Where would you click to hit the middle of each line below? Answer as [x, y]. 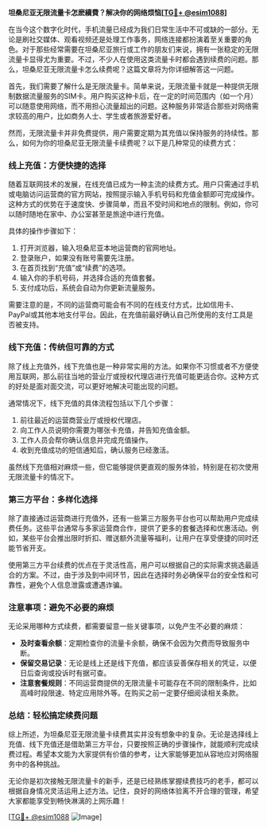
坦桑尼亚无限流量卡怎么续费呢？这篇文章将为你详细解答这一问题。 [130, 69]
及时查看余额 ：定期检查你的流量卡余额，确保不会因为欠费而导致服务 [131, 643]
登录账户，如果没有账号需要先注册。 [79, 258]
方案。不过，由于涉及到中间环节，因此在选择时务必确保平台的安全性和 [137, 575]
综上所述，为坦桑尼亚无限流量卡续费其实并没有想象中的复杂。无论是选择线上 [133, 734]
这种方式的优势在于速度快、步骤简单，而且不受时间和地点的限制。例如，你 [130, 204]
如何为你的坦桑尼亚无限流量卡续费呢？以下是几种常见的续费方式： [130, 143]
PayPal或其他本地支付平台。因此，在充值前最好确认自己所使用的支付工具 [127, 315]
